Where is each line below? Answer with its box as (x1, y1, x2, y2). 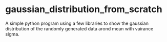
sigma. (5, 31, 19, 37)
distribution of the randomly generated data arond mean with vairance (5, 25, 154, 31)
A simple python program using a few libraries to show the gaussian (5, 20, 149, 26)
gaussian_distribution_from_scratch (5, 4, 162, 15)
